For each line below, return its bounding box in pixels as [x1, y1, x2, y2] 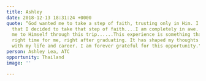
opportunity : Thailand [6, 54, 64, 60]
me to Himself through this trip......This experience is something [12, 32, 191, 38]
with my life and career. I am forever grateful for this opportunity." [12, 43, 202, 49]
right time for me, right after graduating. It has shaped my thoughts [12, 37, 199, 43]
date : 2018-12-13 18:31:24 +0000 [6, 15, 92, 21]
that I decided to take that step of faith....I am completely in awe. [12, 26, 199, 32]
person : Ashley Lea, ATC [6, 49, 70, 55]
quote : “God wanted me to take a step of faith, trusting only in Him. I [6, 20, 199, 26]
